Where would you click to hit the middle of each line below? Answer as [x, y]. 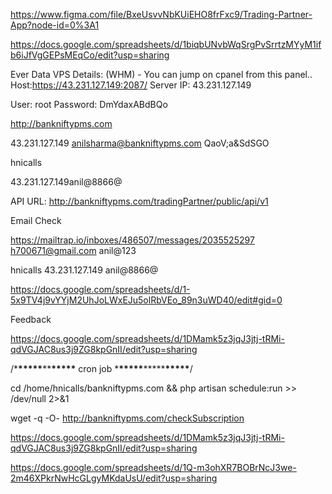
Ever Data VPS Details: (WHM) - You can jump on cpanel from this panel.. [161, 74]
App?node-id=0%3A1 [55, 25]
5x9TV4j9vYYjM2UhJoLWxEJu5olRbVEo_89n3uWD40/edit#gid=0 [146, 300]
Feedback [31, 319]
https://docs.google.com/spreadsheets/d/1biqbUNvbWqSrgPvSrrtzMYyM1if [166, 44]
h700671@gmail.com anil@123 [73, 250]
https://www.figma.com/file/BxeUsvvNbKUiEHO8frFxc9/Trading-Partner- [161, 14]
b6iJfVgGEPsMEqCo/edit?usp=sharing [90, 55]
